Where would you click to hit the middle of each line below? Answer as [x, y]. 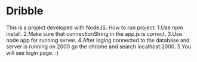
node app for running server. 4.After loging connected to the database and [98, 40]
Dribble [25, 11]
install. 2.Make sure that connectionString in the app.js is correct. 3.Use [94, 33]
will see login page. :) [32, 52]
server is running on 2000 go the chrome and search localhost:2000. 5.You [99, 46]
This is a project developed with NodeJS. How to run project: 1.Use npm [95, 27]
